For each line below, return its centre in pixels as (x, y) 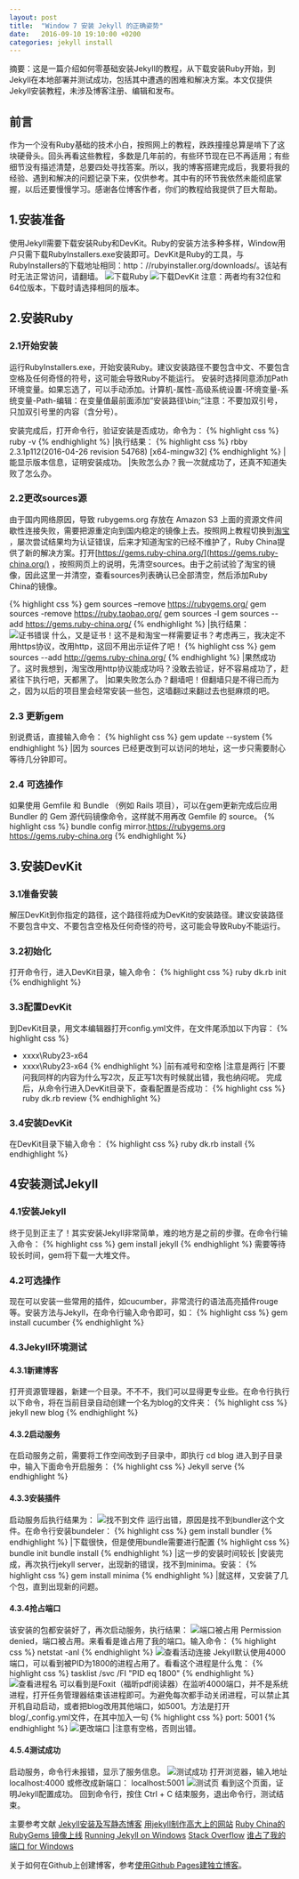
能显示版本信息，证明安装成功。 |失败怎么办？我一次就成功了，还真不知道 (144, 462)
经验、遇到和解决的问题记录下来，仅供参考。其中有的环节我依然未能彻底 (141, 178)
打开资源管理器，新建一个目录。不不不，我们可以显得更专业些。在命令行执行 (149, 1391)
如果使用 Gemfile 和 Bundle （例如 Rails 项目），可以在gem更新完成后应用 (143, 805)
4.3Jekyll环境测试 (48, 1347)
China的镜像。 (36, 586)
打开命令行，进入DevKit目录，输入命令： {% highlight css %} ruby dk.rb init (148, 972)
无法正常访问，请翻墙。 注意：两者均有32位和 (149, 276)
